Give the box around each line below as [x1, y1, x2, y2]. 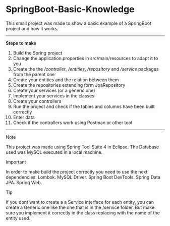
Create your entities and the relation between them [13, 77, 119, 83]
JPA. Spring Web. [6, 179, 42, 185]
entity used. [6, 215, 31, 221]
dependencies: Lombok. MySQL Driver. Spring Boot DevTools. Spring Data [6, 174, 161, 180]
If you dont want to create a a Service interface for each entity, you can [6, 199, 154, 205]
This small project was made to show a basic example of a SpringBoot [6, 20, 152, 26]
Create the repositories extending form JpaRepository [13, 82, 126, 88]
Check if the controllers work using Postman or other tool [13, 120, 133, 126]
